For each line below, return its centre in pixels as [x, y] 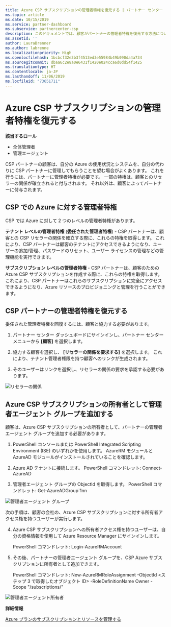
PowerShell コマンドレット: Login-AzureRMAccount [67, 547]
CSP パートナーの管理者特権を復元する [66, 311]
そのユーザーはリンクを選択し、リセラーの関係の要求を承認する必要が [86, 369]
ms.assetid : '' [21, 39]
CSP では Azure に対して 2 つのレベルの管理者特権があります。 [72, 221]
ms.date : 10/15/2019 [27, 19]
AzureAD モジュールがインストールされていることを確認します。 [80, 457]
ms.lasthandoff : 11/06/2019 [35, 77]
